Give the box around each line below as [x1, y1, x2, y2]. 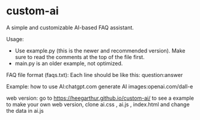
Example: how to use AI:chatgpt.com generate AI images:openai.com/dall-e [6, 82, 193, 90]
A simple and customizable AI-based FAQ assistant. [6, 24, 134, 31]
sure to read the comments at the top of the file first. [14, 53, 145, 60]
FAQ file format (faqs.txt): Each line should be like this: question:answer [6, 71, 183, 78]
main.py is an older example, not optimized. [14, 60, 123, 67]
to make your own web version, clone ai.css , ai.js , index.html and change [6, 100, 190, 108]
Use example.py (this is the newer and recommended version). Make [14, 47, 186, 54]
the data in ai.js [6, 107, 44, 114]
